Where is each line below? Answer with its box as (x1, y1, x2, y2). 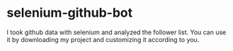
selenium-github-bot (6, 5, 133, 21)
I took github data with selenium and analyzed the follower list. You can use (6, 28, 227, 36)
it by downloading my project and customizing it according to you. (6, 35, 200, 43)
